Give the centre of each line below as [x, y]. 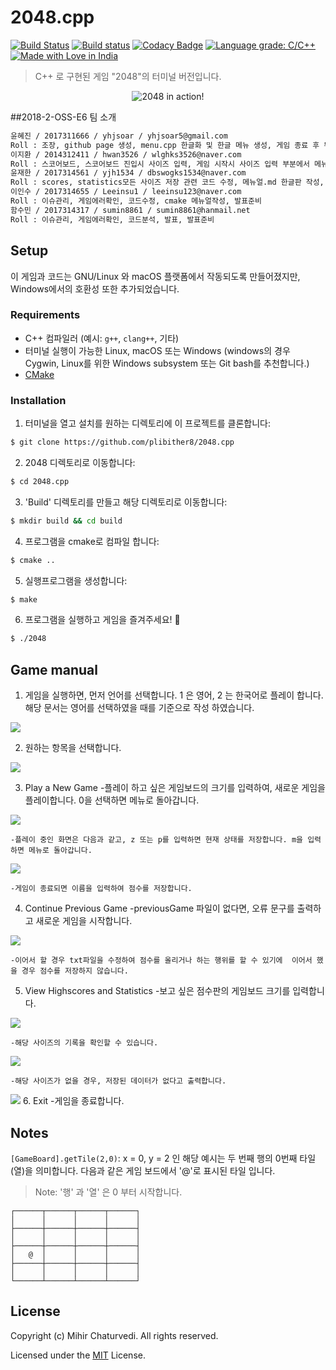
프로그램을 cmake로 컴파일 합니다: [92, 541]
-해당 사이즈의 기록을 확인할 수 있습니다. [84, 1043]
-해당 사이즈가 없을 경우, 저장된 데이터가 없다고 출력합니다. [118, 1081]
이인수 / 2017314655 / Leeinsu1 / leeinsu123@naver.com [126, 192]
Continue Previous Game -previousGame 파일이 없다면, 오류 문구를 [159, 908]
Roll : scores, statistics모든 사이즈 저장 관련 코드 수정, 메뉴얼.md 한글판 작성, [167, 182]
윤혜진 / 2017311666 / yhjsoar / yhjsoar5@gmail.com [119, 136]
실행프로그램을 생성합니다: [76, 580]
